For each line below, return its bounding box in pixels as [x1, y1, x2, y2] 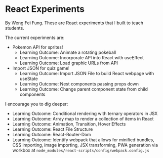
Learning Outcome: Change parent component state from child [19, 86, 148, 92]
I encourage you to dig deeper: [5, 101, 68, 107]
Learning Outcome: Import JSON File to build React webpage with [19, 70, 154, 76]
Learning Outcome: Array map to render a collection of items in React [12, 116, 154, 121]
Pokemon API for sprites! [12, 44, 63, 50]
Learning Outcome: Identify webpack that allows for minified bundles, [12, 137, 155, 143]
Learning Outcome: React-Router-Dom [12, 131, 91, 137]
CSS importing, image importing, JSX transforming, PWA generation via [12, 142, 158, 148]
